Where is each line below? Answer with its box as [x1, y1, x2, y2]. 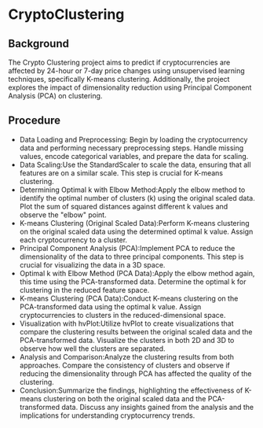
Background [8, 37, 69, 50]
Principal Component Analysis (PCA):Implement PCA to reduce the [19, 243, 236, 253]
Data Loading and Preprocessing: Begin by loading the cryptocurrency [19, 135, 248, 144]
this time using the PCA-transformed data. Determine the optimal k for [19, 277, 247, 286]
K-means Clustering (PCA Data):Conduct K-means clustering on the [19, 293, 239, 303]
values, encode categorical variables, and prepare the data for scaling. [19, 151, 249, 160]
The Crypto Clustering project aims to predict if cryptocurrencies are [8, 57, 231, 67]
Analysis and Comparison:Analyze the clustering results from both [19, 352, 234, 361]
